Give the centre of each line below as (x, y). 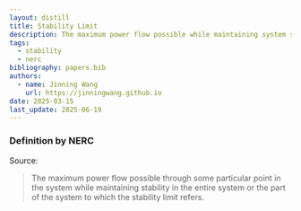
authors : (26, 76)
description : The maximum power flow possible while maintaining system (148, 34)
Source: (24, 160)
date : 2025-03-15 (42, 101)
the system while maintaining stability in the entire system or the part (159, 187)
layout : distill (39, 18)
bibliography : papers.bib (57, 68)
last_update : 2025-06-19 (56, 110)
